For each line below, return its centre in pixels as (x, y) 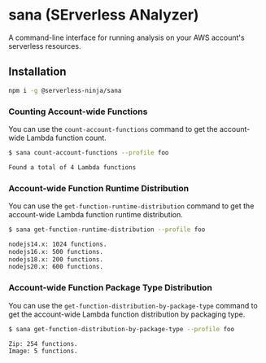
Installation (37, 72)
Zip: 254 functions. (44, 343)
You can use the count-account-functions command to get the (113, 129)
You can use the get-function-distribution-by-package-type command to (133, 305)
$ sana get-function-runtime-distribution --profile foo (107, 230)
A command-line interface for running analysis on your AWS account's (127, 37)
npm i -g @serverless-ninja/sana (65, 90)
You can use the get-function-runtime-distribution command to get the (131, 206)
